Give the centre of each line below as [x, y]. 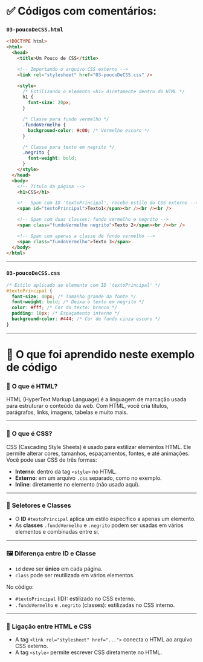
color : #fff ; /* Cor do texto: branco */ [65, 308]
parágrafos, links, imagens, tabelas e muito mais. [67, 412]
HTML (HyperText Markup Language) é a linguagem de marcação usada [96, 399]
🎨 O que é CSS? [29, 434]
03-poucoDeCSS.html [35, 30]
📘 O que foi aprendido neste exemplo [101, 354]
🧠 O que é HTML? [32, 386]
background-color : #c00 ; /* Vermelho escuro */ [89, 130]
